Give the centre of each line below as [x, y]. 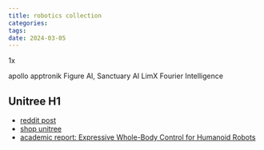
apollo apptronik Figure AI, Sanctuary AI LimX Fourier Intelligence [116, 76]
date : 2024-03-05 [37, 38]
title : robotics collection [55, 16]
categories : [28, 23]
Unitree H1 [35, 101]
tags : [17, 30]
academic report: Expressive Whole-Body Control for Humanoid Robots [138, 137]
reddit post [38, 120]
